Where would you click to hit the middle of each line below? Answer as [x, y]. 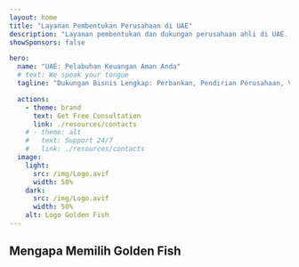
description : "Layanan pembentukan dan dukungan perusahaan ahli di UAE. [149, 34]
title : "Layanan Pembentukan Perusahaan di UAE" [101, 26]
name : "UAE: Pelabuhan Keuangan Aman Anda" [99, 67]
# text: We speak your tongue [73, 75]
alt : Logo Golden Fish [67, 215]
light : [37, 166]
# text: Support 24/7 [69, 141]
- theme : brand [53, 108]
